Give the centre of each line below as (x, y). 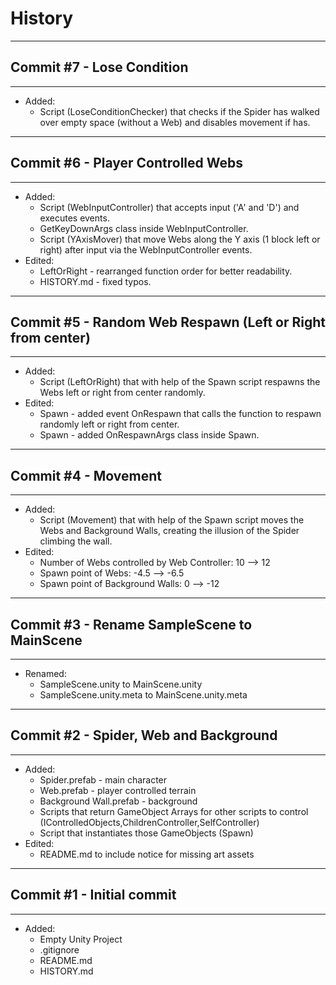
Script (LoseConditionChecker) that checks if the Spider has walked (179, 111)
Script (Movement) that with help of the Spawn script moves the (172, 520)
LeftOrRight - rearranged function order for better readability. (166, 271)
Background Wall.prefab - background (118, 801)
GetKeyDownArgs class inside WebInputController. (144, 228)
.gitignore (59, 949)
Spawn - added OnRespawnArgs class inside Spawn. (149, 435)
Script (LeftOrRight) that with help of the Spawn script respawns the (180, 382)
